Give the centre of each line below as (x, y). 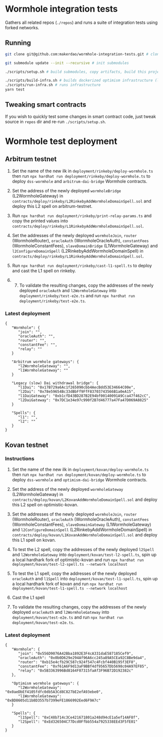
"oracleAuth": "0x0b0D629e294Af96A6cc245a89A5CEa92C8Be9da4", (82, 658)
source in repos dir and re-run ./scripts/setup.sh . (56, 121)
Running (18, 43)
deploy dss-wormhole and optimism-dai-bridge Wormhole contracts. (80, 479)
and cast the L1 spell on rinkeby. (44, 271)
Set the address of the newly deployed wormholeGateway (68, 489)
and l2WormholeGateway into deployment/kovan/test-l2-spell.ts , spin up (84, 554)
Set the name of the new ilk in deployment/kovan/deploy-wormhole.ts (80, 469)
